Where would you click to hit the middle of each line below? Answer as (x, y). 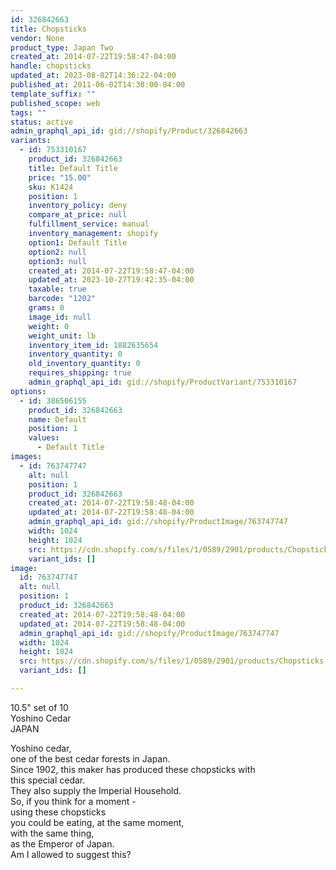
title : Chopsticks (48, 29)
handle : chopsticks (51, 66)
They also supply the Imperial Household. (96, 790)
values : (44, 438)
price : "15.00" (60, 177)
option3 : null (57, 261)
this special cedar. (48, 780)
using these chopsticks (58, 812)
